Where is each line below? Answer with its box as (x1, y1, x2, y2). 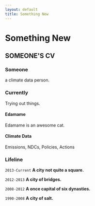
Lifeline (5, 156, 23, 163)
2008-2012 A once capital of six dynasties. (5, 186, 91, 192)
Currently (5, 89, 28, 96)
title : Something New (5, 12, 49, 16)
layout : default (5, 7, 38, 12)
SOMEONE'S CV (5, 52, 55, 60)
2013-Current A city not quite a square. (5, 167, 84, 173)
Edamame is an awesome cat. (5, 122, 65, 128)
